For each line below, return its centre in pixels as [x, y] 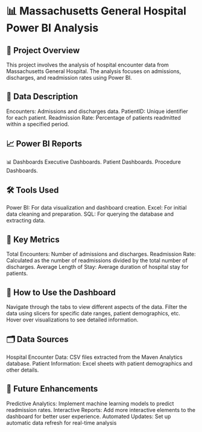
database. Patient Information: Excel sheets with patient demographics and [99, 363]
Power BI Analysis [52, 28]
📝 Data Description [42, 97]
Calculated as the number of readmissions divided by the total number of [97, 260]
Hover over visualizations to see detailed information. [72, 320]
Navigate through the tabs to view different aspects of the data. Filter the [97, 307]
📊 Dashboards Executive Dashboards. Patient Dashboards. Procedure [93, 162]
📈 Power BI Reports [44, 144]
